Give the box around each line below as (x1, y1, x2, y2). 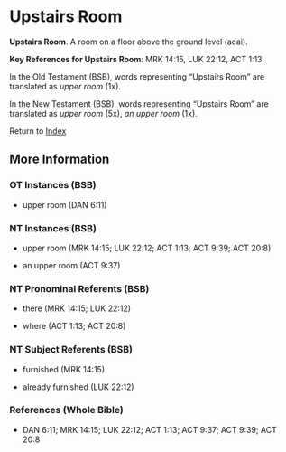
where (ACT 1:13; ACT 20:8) (22, 321, 126, 332)
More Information (9, 152, 110, 167)
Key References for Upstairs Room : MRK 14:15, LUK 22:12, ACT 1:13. (9, 53, 264, 64)
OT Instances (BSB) (9, 179, 97, 192)
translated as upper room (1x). (9, 80, 122, 91)
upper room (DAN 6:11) (22, 199, 107, 210)
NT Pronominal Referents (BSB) (9, 282, 150, 295)
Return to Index (9, 125, 67, 137)
